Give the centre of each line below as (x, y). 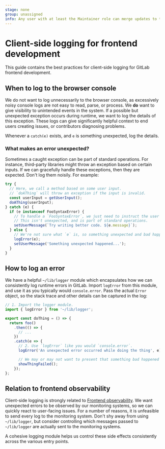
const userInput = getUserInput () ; (46, 198)
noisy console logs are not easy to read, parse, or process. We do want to (80, 105)
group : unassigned (24, 14)
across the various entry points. (37, 442)
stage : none (17, 10)
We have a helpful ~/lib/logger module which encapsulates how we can (79, 280)
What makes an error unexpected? (47, 149)
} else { (18, 230)
